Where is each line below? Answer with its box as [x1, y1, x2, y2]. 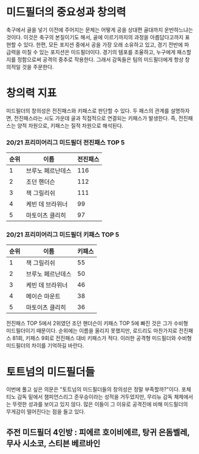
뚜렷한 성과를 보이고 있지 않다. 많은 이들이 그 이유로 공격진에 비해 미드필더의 [12, 401, 188, 408]
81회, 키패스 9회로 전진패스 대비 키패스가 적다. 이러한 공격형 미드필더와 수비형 [12, 335, 192, 342]
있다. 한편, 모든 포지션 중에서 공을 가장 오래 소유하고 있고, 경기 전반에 [23, 41, 183, 48]
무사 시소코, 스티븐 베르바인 [6, 438, 101, 449]
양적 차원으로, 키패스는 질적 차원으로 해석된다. [17, 122, 124, 129]
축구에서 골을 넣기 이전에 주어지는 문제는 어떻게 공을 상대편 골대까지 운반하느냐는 [6, 26, 194, 33]
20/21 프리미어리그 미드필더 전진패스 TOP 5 [6, 138, 125, 146]
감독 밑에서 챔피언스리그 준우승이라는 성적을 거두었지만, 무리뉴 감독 [17, 393, 173, 401]
